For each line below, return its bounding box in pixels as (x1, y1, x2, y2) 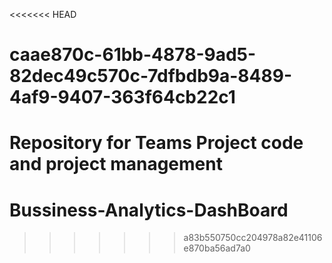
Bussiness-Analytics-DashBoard (9, 199, 289, 221)
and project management (9, 153, 223, 176)
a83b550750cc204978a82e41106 (183, 232, 323, 244)
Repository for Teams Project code (9, 132, 304, 154)
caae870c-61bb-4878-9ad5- (9, 44, 257, 66)
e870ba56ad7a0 (183, 242, 251, 254)
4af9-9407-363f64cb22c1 (9, 86, 236, 109)
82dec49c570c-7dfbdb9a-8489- (9, 65, 292, 88)
